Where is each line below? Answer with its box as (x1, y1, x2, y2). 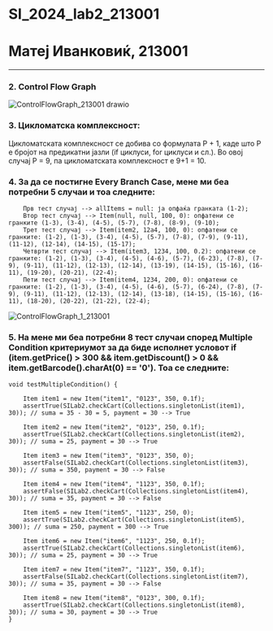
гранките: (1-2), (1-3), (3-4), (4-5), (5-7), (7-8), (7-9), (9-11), (8, 233, 249, 242)
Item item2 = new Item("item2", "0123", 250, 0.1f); (23, 424, 206, 432)
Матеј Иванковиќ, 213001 (8, 42, 188, 61)
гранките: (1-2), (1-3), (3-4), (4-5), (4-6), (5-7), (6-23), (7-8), (8, 255, 249, 263)
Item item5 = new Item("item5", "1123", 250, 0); (23, 509, 195, 517)
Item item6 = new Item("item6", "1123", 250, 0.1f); (23, 537, 206, 546)
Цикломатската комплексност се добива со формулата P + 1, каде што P (8, 138, 262, 148)
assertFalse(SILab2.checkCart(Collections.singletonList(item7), (23, 572, 249, 581)
